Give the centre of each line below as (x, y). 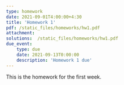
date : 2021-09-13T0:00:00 (48, 55)
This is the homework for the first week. (54, 77)
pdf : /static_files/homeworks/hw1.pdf (53, 28)
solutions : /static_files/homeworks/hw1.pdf (62, 38)
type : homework (24, 11)
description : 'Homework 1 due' (54, 60)
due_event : (19, 44)
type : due (29, 49)
